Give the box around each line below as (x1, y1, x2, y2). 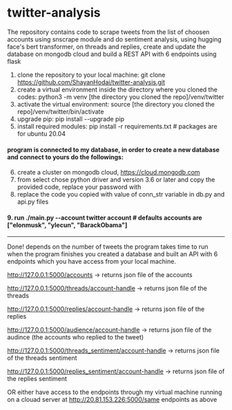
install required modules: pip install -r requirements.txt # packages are (17, 122, 217, 130)
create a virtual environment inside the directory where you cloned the (17, 85, 217, 93)
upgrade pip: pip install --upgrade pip (17, 114, 124, 123)
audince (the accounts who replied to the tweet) (7, 333, 144, 341)
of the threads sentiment (7, 354, 77, 362)
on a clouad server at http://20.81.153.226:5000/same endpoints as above (7, 395, 217, 404)
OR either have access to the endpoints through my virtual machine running (7, 388, 222, 396)
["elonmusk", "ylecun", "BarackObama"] (7, 220, 128, 229)
